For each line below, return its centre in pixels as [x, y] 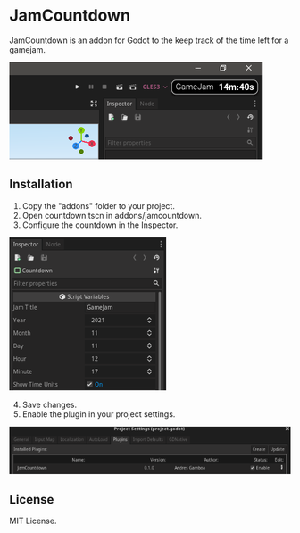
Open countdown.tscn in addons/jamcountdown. [112, 215]
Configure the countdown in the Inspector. [100, 225]
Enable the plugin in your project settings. [99, 414]
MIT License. [33, 521]
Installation [41, 184]
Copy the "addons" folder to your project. [99, 205]
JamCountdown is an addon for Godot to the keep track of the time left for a [149, 40]
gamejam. [28, 49]
